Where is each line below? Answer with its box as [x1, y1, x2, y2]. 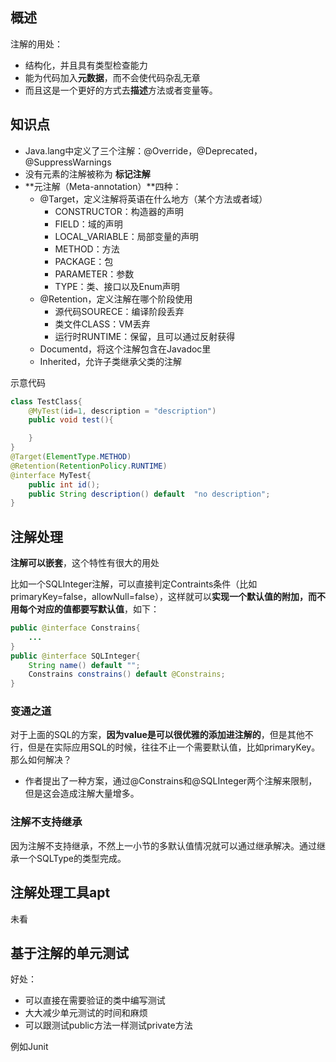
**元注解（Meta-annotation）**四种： [24, 180, 182, 192]
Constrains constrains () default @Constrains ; [28, 669, 226, 680]
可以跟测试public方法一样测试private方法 [24, 1019, 193, 1032]
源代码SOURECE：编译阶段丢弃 [54, 305, 185, 317]
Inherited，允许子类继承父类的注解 [39, 355, 183, 367]
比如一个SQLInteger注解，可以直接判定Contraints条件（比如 [10, 578, 258, 590]
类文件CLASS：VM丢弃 [54, 318, 151, 330]
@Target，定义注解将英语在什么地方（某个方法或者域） [39, 193, 268, 205]
